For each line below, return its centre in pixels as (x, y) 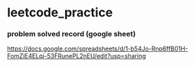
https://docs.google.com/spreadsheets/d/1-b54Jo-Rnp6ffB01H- (98, 49)
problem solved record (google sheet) (71, 34)
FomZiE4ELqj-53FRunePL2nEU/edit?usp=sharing (77, 56)
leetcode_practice (60, 13)
